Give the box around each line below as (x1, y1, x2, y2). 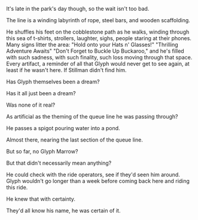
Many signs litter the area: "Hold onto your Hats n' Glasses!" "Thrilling (6, 41, 178, 48)
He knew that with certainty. (6, 195, 76, 203)
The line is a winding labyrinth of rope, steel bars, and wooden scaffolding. (6, 17, 190, 23)
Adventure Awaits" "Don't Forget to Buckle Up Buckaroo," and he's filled (6, 47, 184, 55)
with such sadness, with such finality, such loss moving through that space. (6, 54, 193, 61)
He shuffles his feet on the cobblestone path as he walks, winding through (6, 28, 190, 35)
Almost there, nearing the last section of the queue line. (6, 136, 144, 143)
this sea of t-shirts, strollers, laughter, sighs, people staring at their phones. (6, 35, 191, 41)
